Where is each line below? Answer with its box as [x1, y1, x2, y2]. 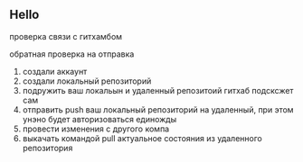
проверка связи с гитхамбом [9, 31, 123, 41]
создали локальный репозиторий [22, 76, 152, 86]
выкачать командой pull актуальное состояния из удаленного [22, 132, 262, 143]
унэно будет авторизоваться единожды [22, 113, 177, 124]
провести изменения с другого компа [22, 123, 170, 134]
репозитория [22, 142, 73, 153]
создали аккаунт [22, 66, 88, 76]
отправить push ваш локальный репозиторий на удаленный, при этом [22, 103, 294, 115]
